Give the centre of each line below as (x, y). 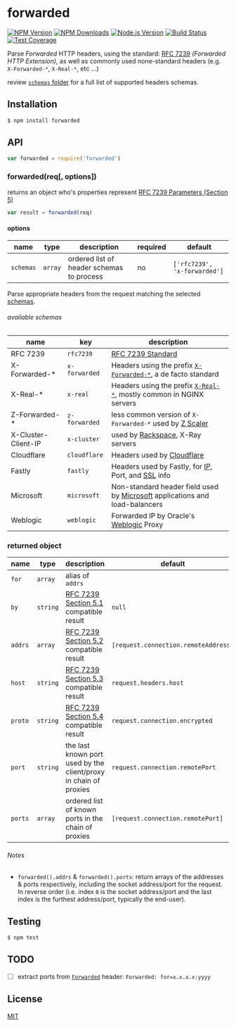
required (151, 246)
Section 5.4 (85, 717)
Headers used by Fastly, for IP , (162, 466)
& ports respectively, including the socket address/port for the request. (120, 884)
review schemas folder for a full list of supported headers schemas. (103, 82)
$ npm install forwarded (44, 120)
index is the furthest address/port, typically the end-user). (101, 900)
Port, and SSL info (141, 475)
